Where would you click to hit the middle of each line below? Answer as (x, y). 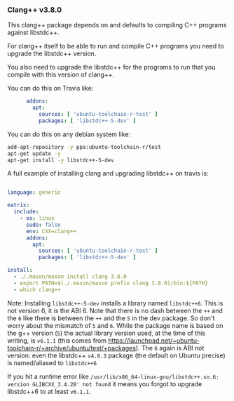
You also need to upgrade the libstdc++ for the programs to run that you (111, 67)
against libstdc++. (33, 32)
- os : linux (37, 218)
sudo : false (43, 225)
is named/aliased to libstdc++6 (52, 362)
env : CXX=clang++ (51, 231)
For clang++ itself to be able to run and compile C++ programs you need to (116, 46)
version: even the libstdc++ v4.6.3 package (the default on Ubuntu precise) (116, 355)
